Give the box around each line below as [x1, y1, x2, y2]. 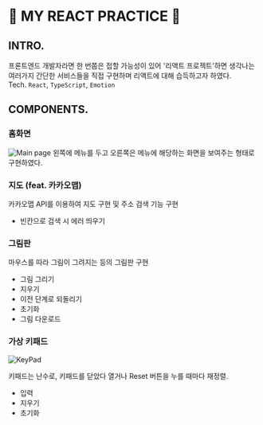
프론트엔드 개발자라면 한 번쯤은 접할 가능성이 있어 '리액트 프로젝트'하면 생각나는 [8, 61, 255, 70]
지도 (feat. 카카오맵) [8, 179, 82, 190]
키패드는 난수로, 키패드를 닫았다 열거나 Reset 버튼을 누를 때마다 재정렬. [8, 371, 229, 380]
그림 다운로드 [19, 314, 61, 324]
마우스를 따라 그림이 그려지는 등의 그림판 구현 [8, 258, 149, 267]
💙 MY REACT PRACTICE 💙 [8, 7, 181, 25]
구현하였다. [8, 158, 43, 167]
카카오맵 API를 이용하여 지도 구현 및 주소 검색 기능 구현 [8, 199, 179, 209]
